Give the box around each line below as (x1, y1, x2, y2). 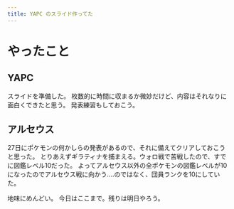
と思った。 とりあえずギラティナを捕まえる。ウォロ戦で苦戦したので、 (7, 152, 215, 161)
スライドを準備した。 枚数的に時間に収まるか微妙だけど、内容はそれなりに (7, 92, 228, 100)
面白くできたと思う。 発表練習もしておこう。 (7, 100, 139, 109)
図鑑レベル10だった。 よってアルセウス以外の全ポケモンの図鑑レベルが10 (13, 161, 228, 170)
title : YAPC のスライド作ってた (7, 10, 94, 18)
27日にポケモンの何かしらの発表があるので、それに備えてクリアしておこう (7, 144, 226, 152)
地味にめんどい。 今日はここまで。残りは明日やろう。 (7, 194, 165, 203)
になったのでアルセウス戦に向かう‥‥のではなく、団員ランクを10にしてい (7, 170, 220, 178)
